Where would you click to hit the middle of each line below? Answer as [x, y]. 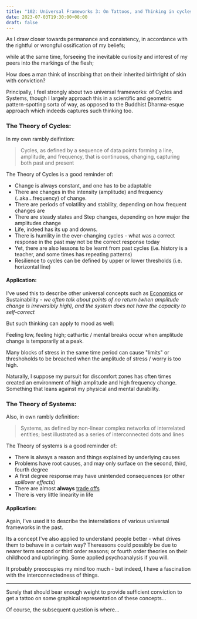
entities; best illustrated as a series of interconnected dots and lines [102, 434]
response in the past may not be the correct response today [87, 242]
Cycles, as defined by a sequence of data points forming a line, [97, 150]
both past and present [47, 163]
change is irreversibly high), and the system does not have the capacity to [96, 306]
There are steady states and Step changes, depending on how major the [102, 217]
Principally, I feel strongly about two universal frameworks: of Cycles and [94, 92]
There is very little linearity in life [54, 495]
